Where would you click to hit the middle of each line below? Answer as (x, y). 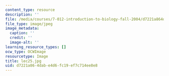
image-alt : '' (24, 42)
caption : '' (22, 33)
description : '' (22, 14)
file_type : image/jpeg (29, 24)
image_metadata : (22, 28)
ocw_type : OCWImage (26, 51)
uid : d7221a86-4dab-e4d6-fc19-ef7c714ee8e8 (52, 65)
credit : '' (21, 38)
